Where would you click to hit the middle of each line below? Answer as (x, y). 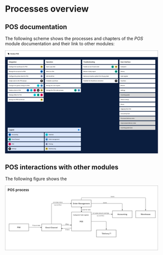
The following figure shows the (36, 179)
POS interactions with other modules (62, 167)
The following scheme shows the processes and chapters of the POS (74, 38)
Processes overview (47, 9)
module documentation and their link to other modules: (60, 44)
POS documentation (36, 27)
